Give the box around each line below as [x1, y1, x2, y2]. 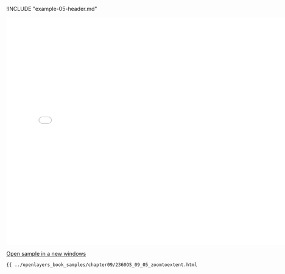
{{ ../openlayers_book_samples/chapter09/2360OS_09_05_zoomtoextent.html [6, 262, 198, 268]
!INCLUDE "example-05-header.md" [6, 5, 97, 12]
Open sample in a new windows [6, 250, 86, 257]
